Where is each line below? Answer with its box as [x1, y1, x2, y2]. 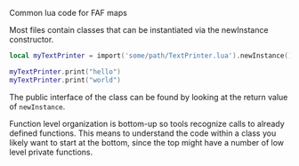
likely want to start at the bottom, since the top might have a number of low [9, 137, 285, 147]
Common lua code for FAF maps [9, 8, 127, 18]
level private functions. [9, 146, 93, 157]
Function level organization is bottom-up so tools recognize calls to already [9, 118, 285, 129]
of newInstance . [9, 101, 66, 112]
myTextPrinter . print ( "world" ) [9, 75, 122, 84]
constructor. [9, 35, 54, 44]
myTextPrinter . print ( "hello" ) [9, 67, 122, 76]
